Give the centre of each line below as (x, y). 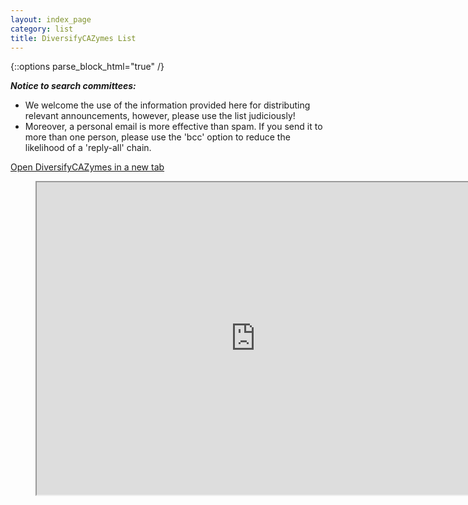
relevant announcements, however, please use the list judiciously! (160, 116)
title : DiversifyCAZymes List (73, 38)
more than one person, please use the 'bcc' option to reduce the (157, 137)
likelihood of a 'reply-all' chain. (88, 148)
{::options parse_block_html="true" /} (87, 67)
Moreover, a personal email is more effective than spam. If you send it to (173, 127)
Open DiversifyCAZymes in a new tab (87, 167)
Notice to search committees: (73, 86)
